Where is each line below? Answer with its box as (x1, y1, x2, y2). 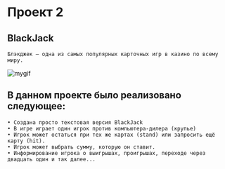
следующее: (7, 100, 65, 112)
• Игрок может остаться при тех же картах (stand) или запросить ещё (7, 131, 216, 138)
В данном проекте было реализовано (7, 89, 181, 102)
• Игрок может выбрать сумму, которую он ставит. (7, 143, 156, 151)
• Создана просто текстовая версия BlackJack (7, 119, 143, 126)
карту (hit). (7, 137, 46, 144)
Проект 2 (7, 4, 64, 20)
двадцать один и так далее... (7, 156, 96, 163)
